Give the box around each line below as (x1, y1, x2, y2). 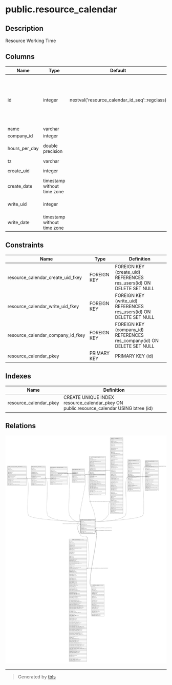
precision (42, 148, 63, 154)
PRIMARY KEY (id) (115, 353, 154, 359)
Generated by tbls (17, 673, 56, 680)
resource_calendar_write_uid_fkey (7, 303, 79, 309)
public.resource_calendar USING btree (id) (63, 405, 154, 411)
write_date (7, 219, 30, 225)
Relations (5, 421, 36, 430)
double (42, 143, 58, 149)
